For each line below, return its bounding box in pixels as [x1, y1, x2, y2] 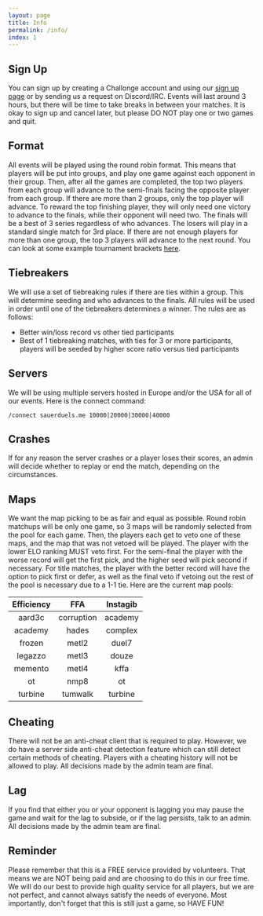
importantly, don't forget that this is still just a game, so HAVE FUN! [8, 898, 225, 907]
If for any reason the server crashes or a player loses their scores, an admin [8, 453, 254, 463]
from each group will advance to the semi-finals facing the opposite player [8, 185, 250, 195]
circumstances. [8, 470, 58, 480]
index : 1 [8, 33, 37, 42]
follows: [8, 312, 34, 322]
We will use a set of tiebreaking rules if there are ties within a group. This [8, 287, 244, 297]
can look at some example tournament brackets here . [8, 243, 181, 253]
